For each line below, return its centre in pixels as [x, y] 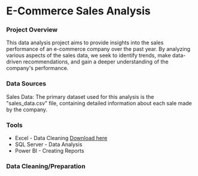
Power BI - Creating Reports [50, 151]
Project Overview [32, 30]
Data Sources [26, 84]
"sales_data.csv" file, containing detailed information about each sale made [99, 103]
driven [14, 62]
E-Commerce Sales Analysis [78, 11]
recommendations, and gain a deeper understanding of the [96, 62]
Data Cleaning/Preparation [46, 166]
